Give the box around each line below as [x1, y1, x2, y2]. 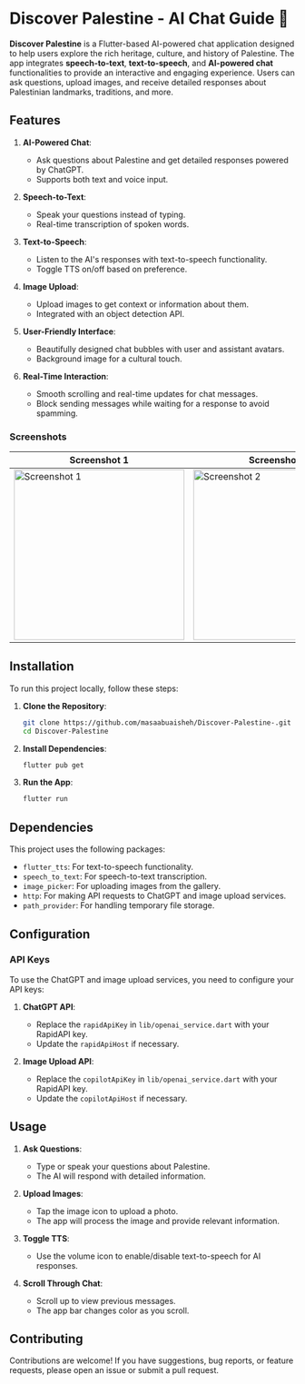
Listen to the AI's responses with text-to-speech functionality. [35, 253, 268, 264]
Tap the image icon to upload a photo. [35, 1205, 179, 1216]
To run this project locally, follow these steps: [9, 683, 179, 694]
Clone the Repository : [22, 700, 107, 711]
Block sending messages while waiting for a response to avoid [35, 398, 270, 409]
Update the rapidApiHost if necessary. [35, 1038, 180, 1049]
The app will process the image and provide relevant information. [35, 1215, 280, 1226]
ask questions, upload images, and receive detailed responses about [9, 76, 267, 87]
